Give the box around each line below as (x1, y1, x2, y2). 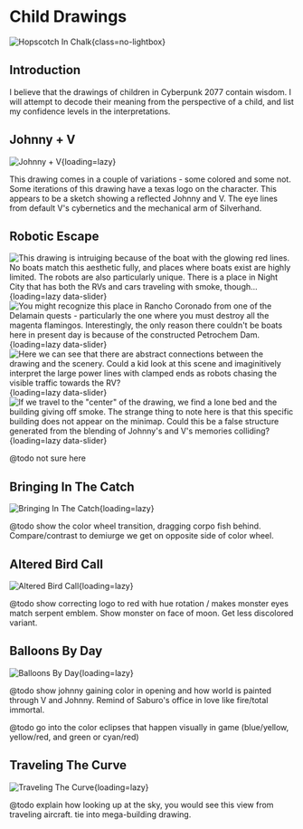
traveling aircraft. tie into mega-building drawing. (9, 808, 192, 820)
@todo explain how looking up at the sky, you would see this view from (9, 799, 274, 810)
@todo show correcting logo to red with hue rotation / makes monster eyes (9, 598, 289, 608)
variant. (9, 617, 38, 628)
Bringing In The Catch (9, 479, 135, 494)
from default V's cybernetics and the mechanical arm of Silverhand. (9, 202, 262, 214)
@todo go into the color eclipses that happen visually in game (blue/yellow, (9, 721, 289, 732)
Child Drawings (9, 6, 128, 27)
